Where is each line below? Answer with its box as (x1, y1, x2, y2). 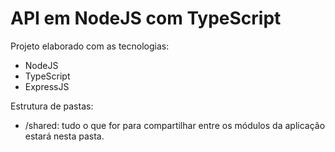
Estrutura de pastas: (10, 100, 94, 112)
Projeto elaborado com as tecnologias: (10, 40, 170, 52)
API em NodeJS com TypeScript (10, 7, 282, 30)
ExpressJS (24, 80, 70, 92)
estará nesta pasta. (24, 130, 105, 142)
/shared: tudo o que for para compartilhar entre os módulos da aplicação (24, 119, 326, 131)
